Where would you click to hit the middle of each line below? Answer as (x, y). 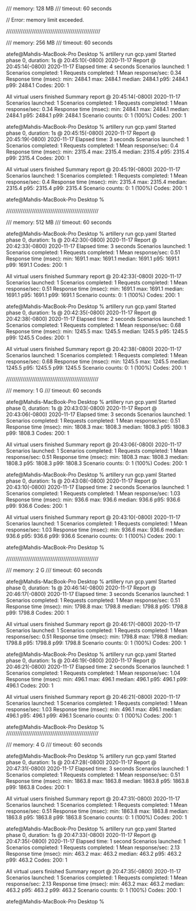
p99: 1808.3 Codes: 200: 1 (38, 433)
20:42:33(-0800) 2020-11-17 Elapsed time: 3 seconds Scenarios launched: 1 (98, 246)
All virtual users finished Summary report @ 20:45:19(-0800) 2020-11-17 (93, 169)
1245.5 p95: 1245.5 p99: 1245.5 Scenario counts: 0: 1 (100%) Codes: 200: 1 (96, 368)
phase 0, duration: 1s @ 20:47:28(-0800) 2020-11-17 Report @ (81, 762)
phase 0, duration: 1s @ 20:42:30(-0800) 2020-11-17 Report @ (81, 240)
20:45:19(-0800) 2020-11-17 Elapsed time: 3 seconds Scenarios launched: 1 (97, 139)
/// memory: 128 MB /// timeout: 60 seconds (59, 9)
